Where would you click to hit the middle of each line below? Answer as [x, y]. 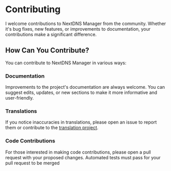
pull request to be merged [32, 163]
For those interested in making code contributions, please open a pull [78, 152]
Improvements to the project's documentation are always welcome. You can [85, 87]
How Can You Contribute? [47, 50]
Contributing [33, 9]
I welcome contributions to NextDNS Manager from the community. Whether [86, 23]
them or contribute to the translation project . [52, 128]
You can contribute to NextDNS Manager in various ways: [66, 63]
